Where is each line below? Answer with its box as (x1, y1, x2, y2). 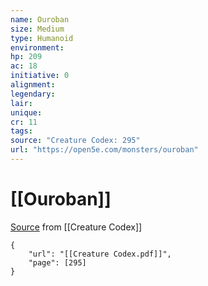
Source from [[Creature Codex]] (10, 221, 143, 233)
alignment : (10, 80, 56, 90)
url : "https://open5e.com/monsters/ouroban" (10, 145, 199, 155)
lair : (10, 98, 33, 108)
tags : (10, 126, 33, 136)
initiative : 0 (10, 71, 70, 81)
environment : (10, 42, 65, 53)
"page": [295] (28, 257, 87, 268)
